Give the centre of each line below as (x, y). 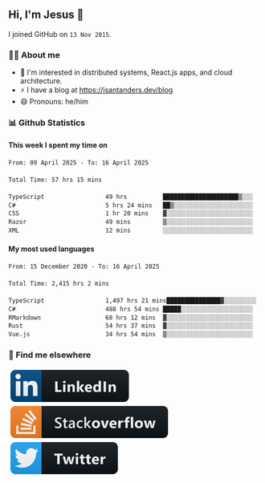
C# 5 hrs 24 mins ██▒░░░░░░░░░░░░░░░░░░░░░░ (130, 205)
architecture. (41, 81)
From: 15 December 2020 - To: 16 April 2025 (84, 267)
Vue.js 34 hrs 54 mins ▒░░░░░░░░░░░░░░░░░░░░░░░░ (130, 335)
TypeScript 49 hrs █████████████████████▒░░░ (130, 197)
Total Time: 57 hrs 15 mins (55, 180)
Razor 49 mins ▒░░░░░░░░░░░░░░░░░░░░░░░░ (130, 222)
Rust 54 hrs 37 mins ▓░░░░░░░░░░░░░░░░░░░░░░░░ (130, 326)
